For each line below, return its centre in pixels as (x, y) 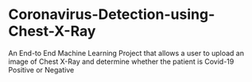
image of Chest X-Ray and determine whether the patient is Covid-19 (121, 61)
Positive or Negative (41, 69)
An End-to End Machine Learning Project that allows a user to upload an (126, 53)
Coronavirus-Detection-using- (112, 15)
